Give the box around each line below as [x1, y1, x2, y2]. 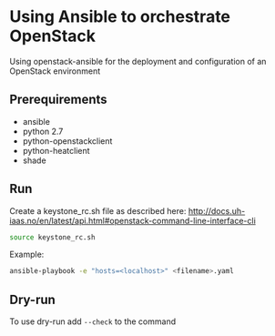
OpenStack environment [9, 66, 101, 76]
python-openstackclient [22, 135, 113, 147]
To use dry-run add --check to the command [9, 316, 176, 327]
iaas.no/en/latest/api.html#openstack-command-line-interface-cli [9, 215, 257, 226]
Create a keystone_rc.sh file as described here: [9, 205, 187, 216]
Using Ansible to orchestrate [9, 6, 230, 27]
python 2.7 [22, 126, 64, 137]
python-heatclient [22, 145, 90, 156]
